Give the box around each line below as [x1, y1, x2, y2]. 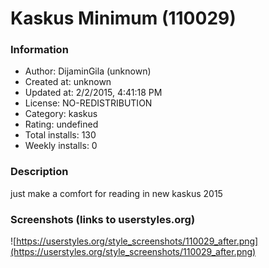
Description [10, 165, 69, 179]
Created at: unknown [24, 76, 112, 88]
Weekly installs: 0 [24, 140, 98, 152]
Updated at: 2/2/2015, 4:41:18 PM [24, 87, 163, 99]
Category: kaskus [24, 108, 98, 120]
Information [10, 43, 69, 57]
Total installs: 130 [24, 129, 97, 141]
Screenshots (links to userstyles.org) [10, 212, 196, 226]
